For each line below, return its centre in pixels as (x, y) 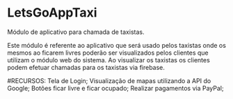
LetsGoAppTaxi (52, 13)
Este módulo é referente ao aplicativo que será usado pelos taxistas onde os (116, 45)
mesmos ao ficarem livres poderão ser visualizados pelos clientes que (108, 53)
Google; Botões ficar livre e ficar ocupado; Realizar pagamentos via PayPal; (115, 88)
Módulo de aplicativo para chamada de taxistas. (76, 32)
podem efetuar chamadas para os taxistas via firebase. (86, 67)
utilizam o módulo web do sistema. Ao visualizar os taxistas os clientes (109, 60)
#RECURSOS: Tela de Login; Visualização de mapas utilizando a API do (109, 80)
